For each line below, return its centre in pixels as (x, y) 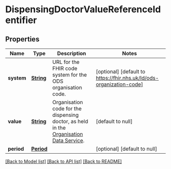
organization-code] (120, 84)
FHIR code (65, 68)
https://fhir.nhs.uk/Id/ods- (127, 78)
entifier (21, 20)
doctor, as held (70, 121)
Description (72, 53)
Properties (22, 39)
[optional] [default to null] (126, 149)
